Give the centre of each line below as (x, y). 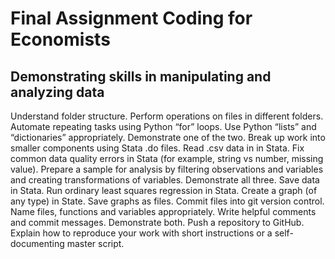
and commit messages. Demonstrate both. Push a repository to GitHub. (157, 222)
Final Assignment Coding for (131, 18)
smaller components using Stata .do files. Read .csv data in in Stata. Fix (157, 148)
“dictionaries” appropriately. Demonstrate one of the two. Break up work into (168, 137)
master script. (95, 243)
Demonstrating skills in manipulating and (141, 76)
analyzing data (57, 92)
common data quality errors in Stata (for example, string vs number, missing (167, 158)
